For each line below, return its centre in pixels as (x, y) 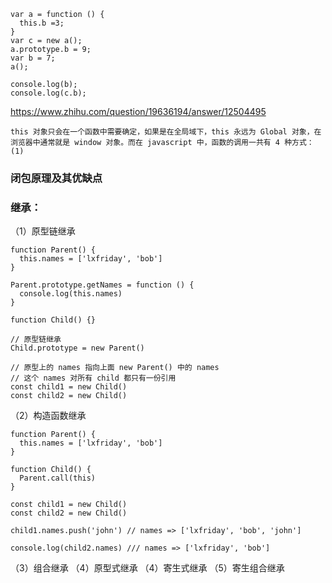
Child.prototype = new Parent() (77, 348)
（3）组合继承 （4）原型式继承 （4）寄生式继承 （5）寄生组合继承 (147, 568)
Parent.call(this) (58, 478)
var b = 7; (33, 58)
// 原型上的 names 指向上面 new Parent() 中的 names (115, 368)
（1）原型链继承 (43, 231)
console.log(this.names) (71, 294)
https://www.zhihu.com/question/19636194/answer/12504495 (138, 111)
